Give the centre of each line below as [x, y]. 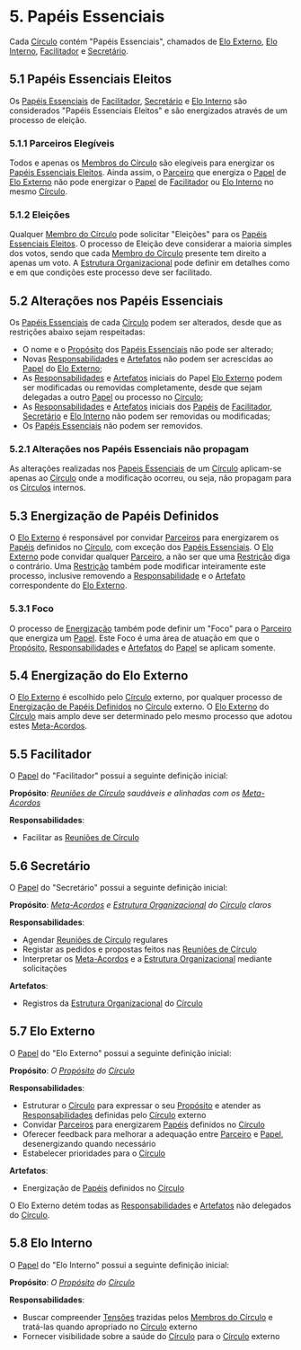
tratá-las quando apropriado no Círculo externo [110, 1327]
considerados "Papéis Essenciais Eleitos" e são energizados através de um [148, 111]
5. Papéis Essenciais [87, 17]
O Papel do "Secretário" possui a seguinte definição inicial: [119, 888]
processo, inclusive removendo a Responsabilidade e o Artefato [127, 576]
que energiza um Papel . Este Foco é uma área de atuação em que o [134, 638]
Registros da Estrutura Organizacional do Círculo [113, 1003]
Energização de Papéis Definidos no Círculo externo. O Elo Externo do [139, 706]
